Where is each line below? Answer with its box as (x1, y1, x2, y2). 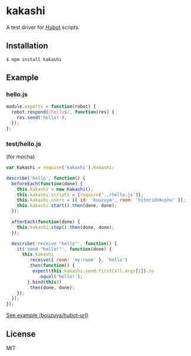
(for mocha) (6, 153, 35, 160)
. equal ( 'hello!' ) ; (37, 273, 83, 279)
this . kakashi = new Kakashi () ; (17, 186, 94, 192)
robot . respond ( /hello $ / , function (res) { (11, 109, 115, 115)
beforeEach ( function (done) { (11, 180, 83, 187)
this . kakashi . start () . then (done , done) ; (17, 203, 117, 209)
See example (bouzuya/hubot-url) (6, 312, 88, 319)
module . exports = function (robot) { (6, 103, 96, 110)
